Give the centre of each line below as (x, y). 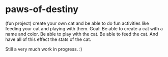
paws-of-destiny (42, 9)
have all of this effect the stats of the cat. (48, 39)
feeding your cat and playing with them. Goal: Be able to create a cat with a (84, 28)
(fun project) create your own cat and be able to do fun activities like (77, 23)
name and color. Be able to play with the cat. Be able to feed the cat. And (82, 34)
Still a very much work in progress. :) (44, 49)
